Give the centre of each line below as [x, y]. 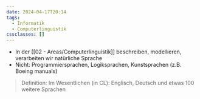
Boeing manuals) [36, 71]
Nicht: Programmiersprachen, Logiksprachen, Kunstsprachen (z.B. [98, 65]
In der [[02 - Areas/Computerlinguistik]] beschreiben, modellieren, [98, 52]
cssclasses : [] [26, 35]
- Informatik [28, 23]
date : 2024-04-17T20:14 [36, 12]
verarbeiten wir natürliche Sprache [58, 58]
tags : [13, 18]
